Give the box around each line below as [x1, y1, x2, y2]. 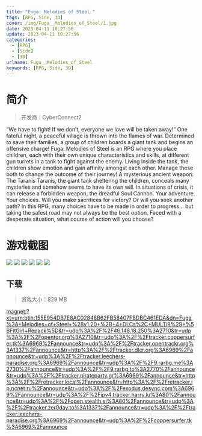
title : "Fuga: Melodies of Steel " [6, 8, 96, 15]
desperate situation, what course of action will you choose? [6, 215, 154, 223]
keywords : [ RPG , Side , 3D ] [6, 65, 74, 71]
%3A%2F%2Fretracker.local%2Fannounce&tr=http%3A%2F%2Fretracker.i [6, 378, 193, 386]
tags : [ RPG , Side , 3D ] [6, 14, 63, 21]
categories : [6, 37, 36, 43]
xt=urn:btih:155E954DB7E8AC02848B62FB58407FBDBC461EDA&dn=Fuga [6, 314, 192, 321]
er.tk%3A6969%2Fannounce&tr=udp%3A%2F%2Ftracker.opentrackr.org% [6, 340, 194, 347]
